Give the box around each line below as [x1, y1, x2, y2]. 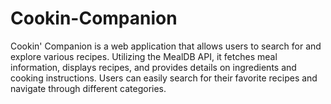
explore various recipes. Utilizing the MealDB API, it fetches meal [10, 50, 278, 62]
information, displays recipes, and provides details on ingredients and [10, 61, 297, 73]
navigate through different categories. [10, 82, 167, 94]
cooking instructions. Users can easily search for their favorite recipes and [10, 72, 318, 84]
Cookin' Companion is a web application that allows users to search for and [10, 40, 322, 52]
